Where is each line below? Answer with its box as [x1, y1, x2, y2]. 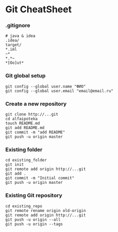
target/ [5, 43, 22, 48]
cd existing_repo [5, 203, 43, 208]
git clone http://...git [5, 112, 58, 117]
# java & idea [5, 33, 36, 39]
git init [5, 162, 24, 167]
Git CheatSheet [5, 4, 72, 15]
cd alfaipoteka [5, 116, 38, 121]
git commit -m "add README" [5, 130, 66, 135]
